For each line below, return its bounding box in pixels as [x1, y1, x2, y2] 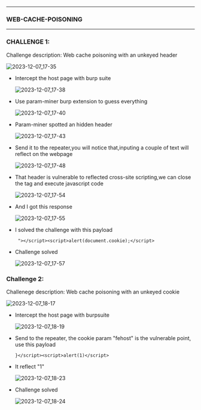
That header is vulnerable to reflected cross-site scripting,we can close [14, 173, 191, 180]
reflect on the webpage [14, 150, 73, 157]
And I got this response [14, 203, 73, 210]
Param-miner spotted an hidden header [14, 121, 112, 128]
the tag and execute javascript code [14, 180, 103, 187]
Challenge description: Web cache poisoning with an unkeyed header [6, 51, 178, 59]
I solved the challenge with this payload [14, 226, 112, 233]
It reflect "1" [14, 363, 45, 370]
